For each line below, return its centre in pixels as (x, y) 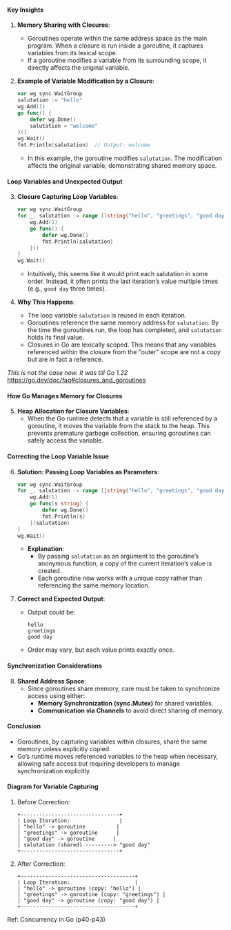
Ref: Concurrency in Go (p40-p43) (56, 920)
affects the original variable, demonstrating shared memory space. (122, 166)
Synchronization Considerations (54, 666)
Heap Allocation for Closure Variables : (73, 411)
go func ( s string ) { (59, 504)
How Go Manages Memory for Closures (65, 396)
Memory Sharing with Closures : (63, 25)
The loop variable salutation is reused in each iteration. (107, 316)
